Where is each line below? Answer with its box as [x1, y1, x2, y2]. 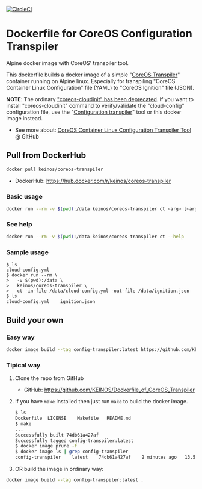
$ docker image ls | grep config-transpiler [14, 449, 129, 455]
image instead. [6, 114, 43, 122]
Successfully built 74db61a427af [14, 432, 99, 438]
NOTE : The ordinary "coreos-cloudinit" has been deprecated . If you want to [6, 95, 194, 102]
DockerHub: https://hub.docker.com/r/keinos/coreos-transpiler [14, 177, 171, 184]
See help [6, 220, 32, 228]
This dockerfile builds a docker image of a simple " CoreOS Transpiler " [6, 71, 180, 78]
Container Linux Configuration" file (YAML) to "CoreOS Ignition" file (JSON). [6, 84, 194, 91]
